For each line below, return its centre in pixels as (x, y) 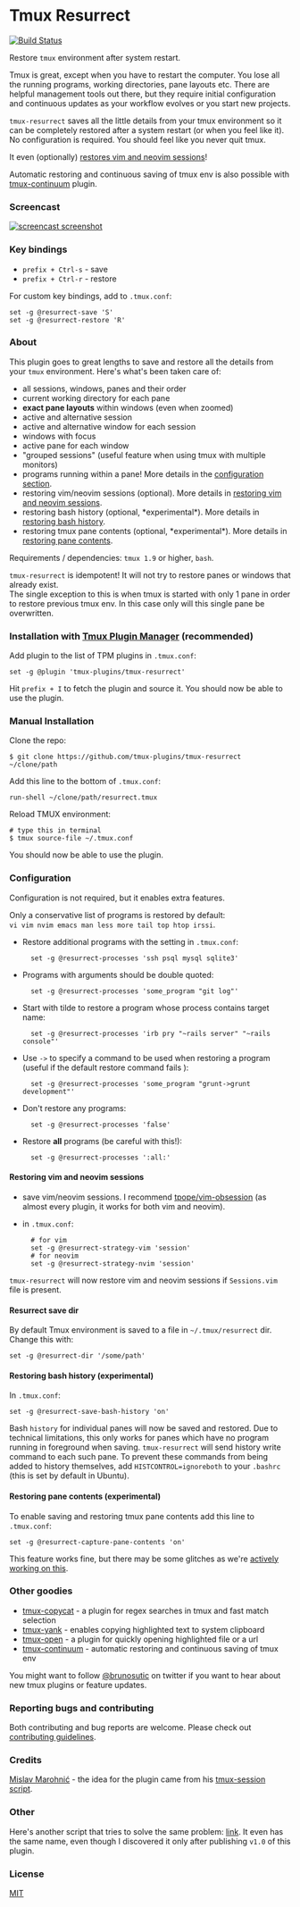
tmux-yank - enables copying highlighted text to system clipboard (143, 1629)
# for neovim (55, 1256)
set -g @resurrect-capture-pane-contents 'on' (97, 1542)
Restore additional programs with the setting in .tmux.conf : (130, 941)
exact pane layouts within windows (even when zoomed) (128, 407)
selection (39, 1620)
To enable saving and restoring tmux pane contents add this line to (132, 1516)
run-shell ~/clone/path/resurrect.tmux (83, 798)
